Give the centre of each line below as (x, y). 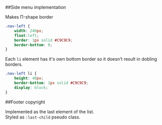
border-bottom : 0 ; (33, 45)
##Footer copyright (25, 102)
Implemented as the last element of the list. (50, 111)
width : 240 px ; (29, 31)
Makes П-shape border (29, 17)
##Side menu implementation (36, 7)
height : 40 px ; (29, 78)
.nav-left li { (21, 74)
